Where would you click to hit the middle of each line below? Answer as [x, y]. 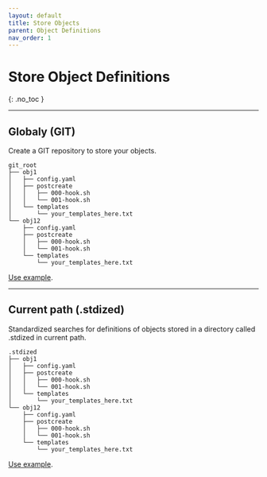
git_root [23, 165]
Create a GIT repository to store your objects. [83, 151]
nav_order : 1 [30, 38]
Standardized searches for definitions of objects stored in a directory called [132, 329]
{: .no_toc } [26, 99]
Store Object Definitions [89, 77]
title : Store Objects [44, 23]
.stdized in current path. [47, 337]
